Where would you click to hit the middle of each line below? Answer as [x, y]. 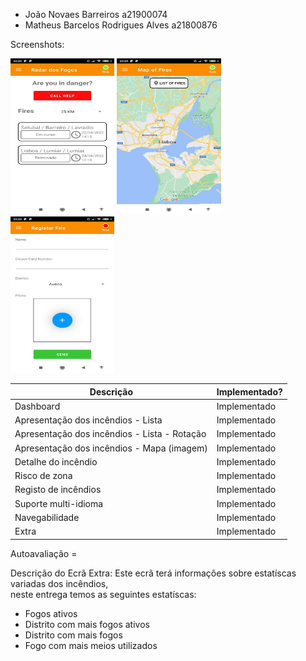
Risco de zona [43, 475]
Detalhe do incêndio [56, 461]
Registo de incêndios [58, 490]
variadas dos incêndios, [59, 583]
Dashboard [37, 406]
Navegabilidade [47, 517]
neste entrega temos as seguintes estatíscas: [103, 594]
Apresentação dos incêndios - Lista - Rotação [110, 434]
